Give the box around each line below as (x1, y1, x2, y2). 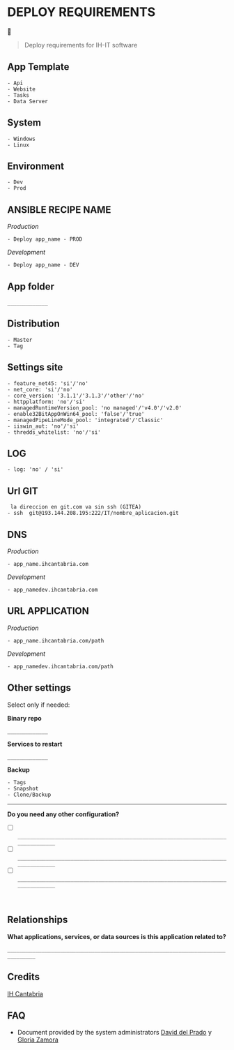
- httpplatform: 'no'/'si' (7, 398, 86, 405)
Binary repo (7, 714, 42, 722)
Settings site (7, 361, 63, 373)
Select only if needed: (7, 700, 70, 709)
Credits (7, 971, 40, 983)
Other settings (7, 682, 72, 694)
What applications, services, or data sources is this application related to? (7, 932, 226, 940)
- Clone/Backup (7, 791, 52, 798)
